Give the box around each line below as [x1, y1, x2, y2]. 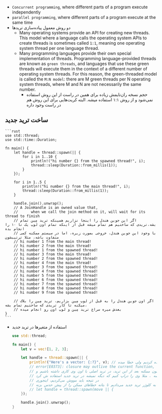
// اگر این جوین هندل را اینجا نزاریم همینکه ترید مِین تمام [13, 218, 137, 223]
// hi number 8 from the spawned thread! [13, 286, 98, 290]
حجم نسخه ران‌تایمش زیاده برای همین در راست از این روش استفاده [26, 92, 148, 97]
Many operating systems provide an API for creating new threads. [19, 30, 150, 35]
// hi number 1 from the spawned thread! [13, 247, 98, 253]
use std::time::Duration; [5, 137, 57, 142]
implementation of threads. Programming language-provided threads [19, 56, 157, 61]
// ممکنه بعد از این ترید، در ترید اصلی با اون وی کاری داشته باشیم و [29, 369, 150, 374]
